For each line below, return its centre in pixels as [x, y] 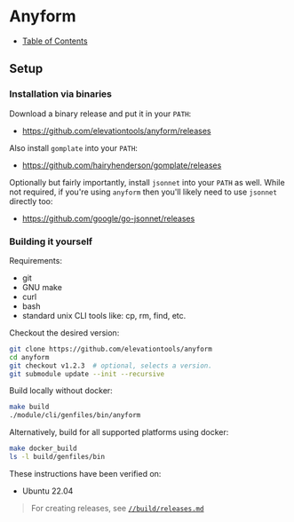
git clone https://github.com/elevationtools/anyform [111, 349]
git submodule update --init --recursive [87, 374]
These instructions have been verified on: [85, 473]
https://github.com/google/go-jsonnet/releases [108, 218]
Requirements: [36, 260]
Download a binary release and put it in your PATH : [100, 114]
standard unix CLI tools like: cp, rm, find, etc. [104, 315]
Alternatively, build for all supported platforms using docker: [119, 432]
